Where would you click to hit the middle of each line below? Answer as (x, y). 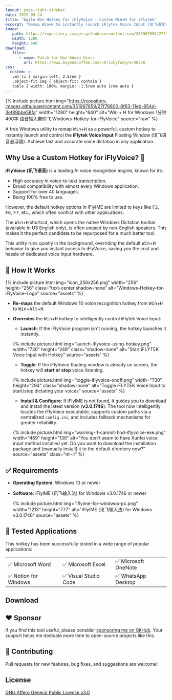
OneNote (126, 567)
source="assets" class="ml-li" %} (48, 454)
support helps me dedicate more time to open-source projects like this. (80, 636)
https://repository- (88, 101)
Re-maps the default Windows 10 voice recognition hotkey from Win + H (88, 303)
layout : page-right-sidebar (35, 10)
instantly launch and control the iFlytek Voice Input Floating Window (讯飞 (84, 135)
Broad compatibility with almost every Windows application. (76, 186)
